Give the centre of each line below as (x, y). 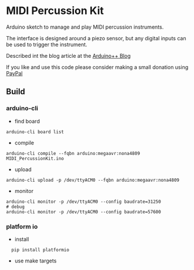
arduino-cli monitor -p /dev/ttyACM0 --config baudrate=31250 (84, 202)
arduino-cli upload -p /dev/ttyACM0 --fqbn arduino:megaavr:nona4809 (93, 180)
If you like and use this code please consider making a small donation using (97, 67)
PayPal (14, 73)
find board (27, 121)
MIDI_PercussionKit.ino (35, 158)
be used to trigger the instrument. (47, 44)
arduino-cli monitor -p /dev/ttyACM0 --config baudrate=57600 (84, 212)
